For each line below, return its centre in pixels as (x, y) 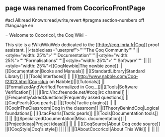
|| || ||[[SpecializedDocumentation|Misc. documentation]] (64, 118)
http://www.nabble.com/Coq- (108, 76)
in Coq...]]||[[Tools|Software (109, 87)
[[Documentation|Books (30, 71)
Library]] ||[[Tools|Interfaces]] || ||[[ (41, 76)
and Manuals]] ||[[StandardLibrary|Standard (100, 71)
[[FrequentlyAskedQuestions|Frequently (46, 97)
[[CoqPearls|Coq (22, 103)
